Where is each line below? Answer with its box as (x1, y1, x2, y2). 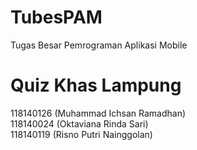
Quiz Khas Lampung (10, 74, 182, 97)
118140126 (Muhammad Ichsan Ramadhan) (10, 107, 187, 119)
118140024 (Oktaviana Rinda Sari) (10, 117, 149, 130)
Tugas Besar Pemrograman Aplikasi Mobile (10, 39, 188, 51)
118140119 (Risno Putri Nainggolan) (10, 128, 153, 140)
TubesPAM (10, 6, 103, 29)
